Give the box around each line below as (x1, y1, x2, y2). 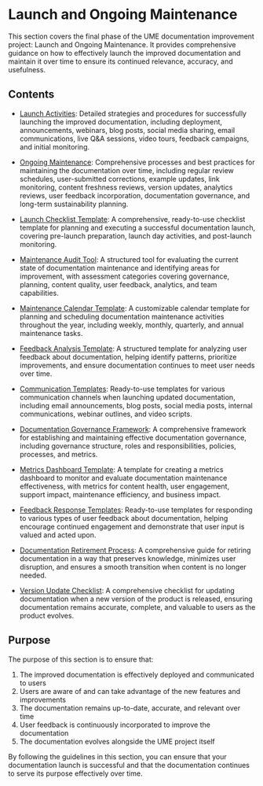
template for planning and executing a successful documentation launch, (19, 223, 256, 232)
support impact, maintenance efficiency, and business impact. (19, 489, 221, 499)
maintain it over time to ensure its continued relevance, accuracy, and (8, 57, 233, 66)
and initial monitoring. (19, 142, 90, 151)
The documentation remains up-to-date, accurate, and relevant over (19, 703, 241, 713)
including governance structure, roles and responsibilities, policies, (19, 441, 237, 450)
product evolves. (19, 611, 75, 620)
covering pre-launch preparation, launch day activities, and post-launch (19, 231, 253, 241)
